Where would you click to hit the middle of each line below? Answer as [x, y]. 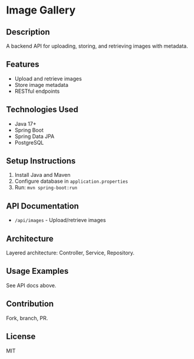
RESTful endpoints [37, 91]
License [21, 336]
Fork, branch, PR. [27, 318]
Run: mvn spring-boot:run [46, 187]
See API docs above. [31, 285]
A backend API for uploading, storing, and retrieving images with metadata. [97, 46]
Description [28, 32]
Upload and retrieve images [48, 78]
